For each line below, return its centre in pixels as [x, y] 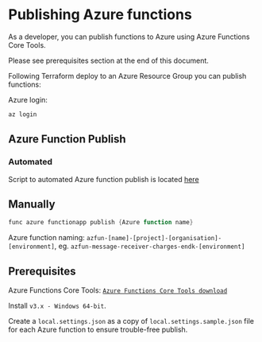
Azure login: [28, 99]
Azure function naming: [46, 238]
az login [23, 114]
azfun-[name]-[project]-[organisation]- [154, 239]
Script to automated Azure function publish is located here [104, 179]
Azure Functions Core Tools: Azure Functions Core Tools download [118, 290]
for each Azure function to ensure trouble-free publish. [98, 329]
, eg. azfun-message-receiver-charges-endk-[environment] [150, 246]
